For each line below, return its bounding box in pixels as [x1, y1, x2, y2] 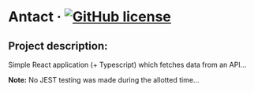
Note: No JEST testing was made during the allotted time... [8, 75, 200, 84]
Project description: [8, 39, 108, 53]
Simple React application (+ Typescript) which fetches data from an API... [8, 60, 247, 69]
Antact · [8, 8, 62, 26]
